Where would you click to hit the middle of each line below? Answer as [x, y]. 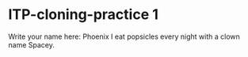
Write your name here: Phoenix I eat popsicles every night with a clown [124, 36]
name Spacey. [32, 44]
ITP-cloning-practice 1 [83, 15]
